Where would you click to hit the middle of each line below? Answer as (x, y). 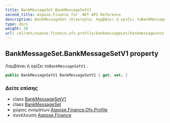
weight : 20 (17, 29)
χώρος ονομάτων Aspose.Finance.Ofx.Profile (60, 109)
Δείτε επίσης (22, 88)
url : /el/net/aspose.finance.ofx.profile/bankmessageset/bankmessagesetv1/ (87, 33)
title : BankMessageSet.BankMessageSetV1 (49, 10)
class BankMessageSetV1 (39, 99)
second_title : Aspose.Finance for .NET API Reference (63, 15)
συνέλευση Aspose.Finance (42, 115)
